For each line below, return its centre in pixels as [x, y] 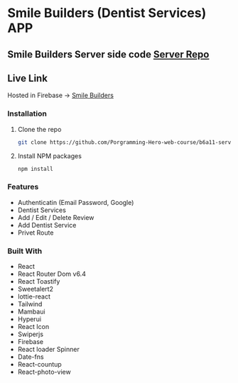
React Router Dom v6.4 [52, 274]
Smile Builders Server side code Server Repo [108, 54]
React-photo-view [44, 372]
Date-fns [31, 357]
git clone [32, 142]
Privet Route [36, 233]
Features [23, 187]
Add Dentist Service [47, 225]
